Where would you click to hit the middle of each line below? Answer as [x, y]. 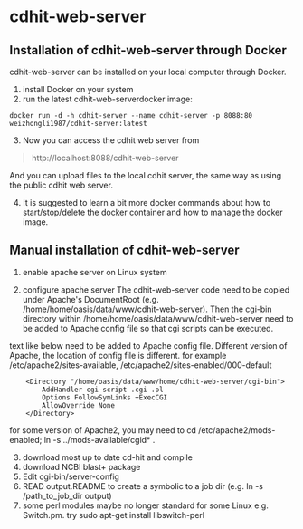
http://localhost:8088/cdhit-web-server [105, 158]
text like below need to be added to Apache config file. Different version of [148, 345]
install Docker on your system [78, 89]
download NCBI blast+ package [81, 466]
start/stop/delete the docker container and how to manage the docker [152, 212]
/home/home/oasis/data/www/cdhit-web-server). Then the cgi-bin [147, 309]
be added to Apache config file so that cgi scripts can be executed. [148, 328]
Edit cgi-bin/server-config [71, 476]
